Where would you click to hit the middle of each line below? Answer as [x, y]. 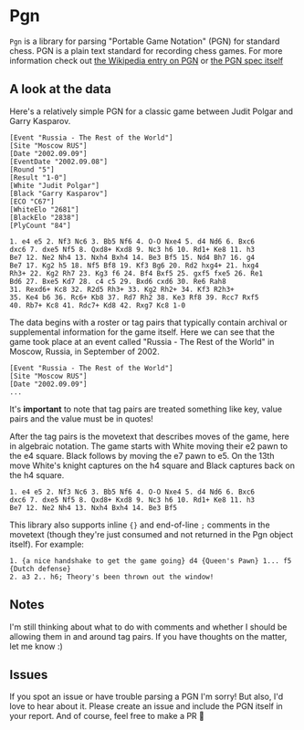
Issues [29, 675]
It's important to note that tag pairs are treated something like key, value [146, 409]
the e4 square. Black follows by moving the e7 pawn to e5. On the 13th [142, 455]
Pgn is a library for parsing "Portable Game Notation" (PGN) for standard [145, 41]
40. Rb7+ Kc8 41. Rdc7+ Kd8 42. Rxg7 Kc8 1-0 [97, 305]
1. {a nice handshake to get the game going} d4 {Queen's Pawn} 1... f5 [151, 561]
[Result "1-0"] [38, 177]
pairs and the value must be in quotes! [81, 418]
